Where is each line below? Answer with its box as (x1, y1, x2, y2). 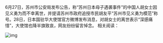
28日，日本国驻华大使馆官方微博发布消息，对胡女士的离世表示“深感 (13, 17, 149, 22)
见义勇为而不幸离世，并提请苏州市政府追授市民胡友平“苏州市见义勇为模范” (5, 10, 154, 16)
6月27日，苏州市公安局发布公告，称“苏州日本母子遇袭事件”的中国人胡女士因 (5, 4, 157, 10)
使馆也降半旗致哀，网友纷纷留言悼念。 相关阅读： (19, 22, 119, 28)
